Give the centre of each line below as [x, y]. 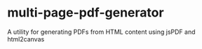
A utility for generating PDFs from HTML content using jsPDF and [101, 32]
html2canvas [26, 39]
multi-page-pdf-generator [86, 13]
